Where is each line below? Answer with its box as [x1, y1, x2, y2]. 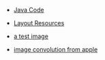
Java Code [13, 6, 44, 14]
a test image [13, 32, 49, 40]
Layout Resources [13, 19, 65, 27]
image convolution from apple [13, 46, 98, 53]
